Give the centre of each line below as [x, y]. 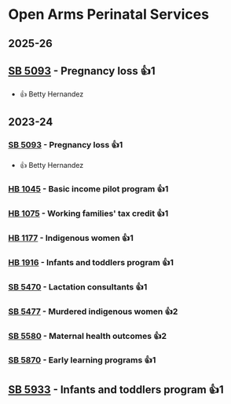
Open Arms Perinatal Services [109, 15]
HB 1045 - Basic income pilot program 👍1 [88, 189]
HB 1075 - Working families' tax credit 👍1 [88, 213]
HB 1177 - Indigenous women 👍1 [71, 238]
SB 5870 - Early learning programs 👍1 [82, 360]
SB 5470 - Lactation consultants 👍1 [78, 286]
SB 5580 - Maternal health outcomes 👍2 [88, 336]
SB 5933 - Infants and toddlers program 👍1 [116, 389]
